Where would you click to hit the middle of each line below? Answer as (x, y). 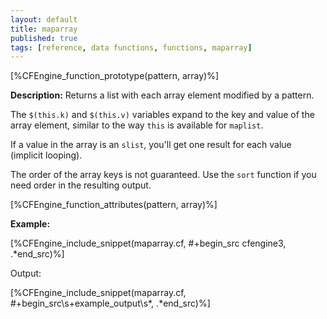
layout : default (44, 19)
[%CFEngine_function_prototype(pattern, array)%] (115, 76)
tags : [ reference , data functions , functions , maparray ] (131, 47)
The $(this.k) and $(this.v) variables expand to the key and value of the (162, 115)
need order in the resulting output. (81, 185)
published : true (44, 38)
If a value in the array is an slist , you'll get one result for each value (151, 145)
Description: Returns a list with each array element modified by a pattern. (162, 95)
